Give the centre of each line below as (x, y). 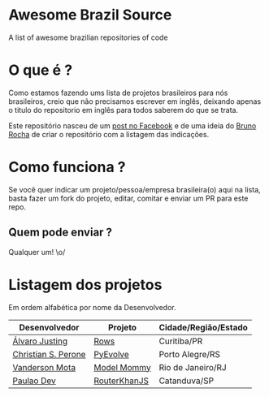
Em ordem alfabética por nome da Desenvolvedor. (92, 307)
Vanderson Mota (44, 367)
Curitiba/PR (181, 341)
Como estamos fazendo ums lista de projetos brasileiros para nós (118, 93)
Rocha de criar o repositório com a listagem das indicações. (109, 134)
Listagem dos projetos (85, 285)
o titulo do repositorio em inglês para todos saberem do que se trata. (123, 110)
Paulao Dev (34, 381)
